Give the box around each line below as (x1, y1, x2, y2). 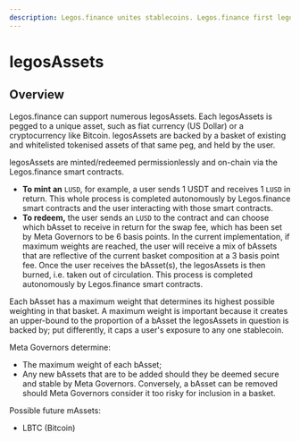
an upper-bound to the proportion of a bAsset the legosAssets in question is (9, 315, 289, 326)
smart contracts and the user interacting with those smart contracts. (21, 202, 274, 213)
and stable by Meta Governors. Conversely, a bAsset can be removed (21, 377, 279, 389)
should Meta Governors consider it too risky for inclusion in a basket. (21, 387, 277, 398)
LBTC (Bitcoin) (21, 422, 76, 433)
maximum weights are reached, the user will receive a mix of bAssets (21, 241, 278, 251)
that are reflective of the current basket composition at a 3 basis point (21, 250, 279, 260)
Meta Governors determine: (9, 342, 112, 352)
